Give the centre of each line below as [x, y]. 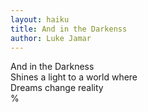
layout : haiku [40, 19]
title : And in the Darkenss [69, 29]
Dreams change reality [57, 88]
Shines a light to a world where [74, 77]
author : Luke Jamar [51, 38]
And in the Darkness [52, 67]
